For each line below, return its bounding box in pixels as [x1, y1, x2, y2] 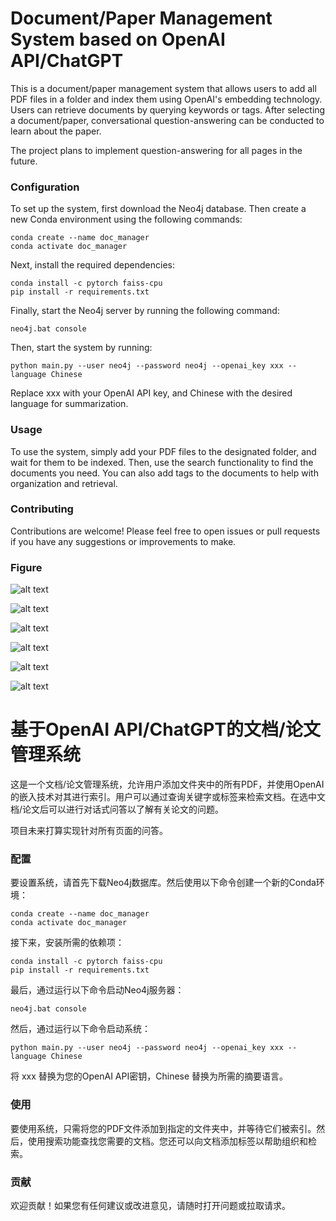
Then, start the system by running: [10, 342, 153, 354]
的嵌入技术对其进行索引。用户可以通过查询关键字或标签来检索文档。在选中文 [10, 791, 326, 803]
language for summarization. [10, 398, 129, 410]
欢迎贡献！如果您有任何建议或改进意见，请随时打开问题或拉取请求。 [10, 1199, 291, 1211]
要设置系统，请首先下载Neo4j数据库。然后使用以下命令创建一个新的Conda [10, 877, 317, 889]
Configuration [10, 180, 80, 194]
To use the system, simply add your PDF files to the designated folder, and [10, 445, 317, 457]
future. [10, 155, 38, 167]
